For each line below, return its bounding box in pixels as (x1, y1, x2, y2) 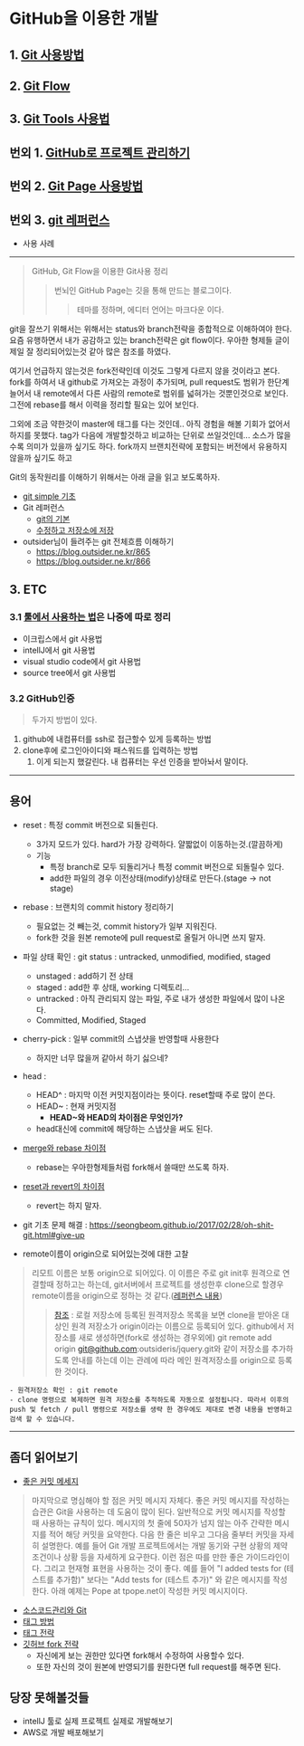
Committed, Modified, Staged (35, 1015, 147, 1026)
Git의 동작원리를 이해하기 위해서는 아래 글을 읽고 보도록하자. (9, 472, 221, 482)
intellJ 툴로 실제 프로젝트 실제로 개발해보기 (22, 1716, 174, 1727)
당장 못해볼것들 (9, 1690, 90, 1705)
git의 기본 (35, 513, 71, 524)
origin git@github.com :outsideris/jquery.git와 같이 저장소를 (53, 1343, 270, 1354)
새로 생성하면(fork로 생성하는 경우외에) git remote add (78, 1331, 272, 1342)
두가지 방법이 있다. (31, 714, 98, 725)
